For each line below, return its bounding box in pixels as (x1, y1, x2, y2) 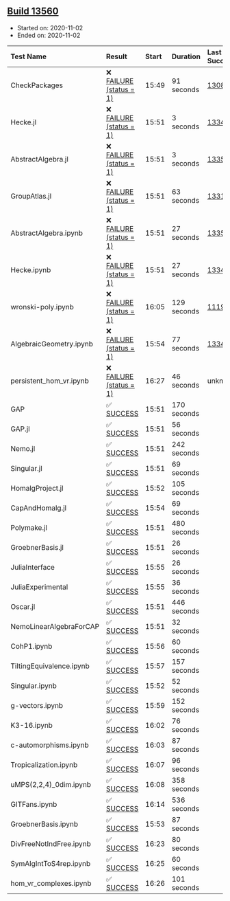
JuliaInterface (10, 562, 55, 572)
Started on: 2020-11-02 (16, 23, 84, 32)
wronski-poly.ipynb (10, 302, 74, 311)
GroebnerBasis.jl (10, 542, 64, 552)
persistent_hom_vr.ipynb (10, 376, 89, 386)
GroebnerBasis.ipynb (10, 819, 79, 829)
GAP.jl (10, 424, 30, 434)
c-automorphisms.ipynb (10, 740, 89, 750)
